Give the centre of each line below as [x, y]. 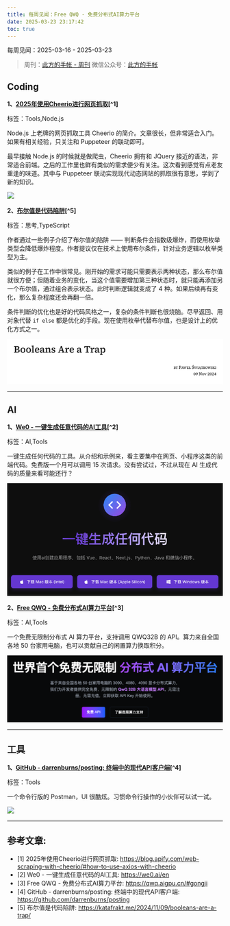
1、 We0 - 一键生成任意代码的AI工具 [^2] [63, 427]
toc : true [21, 29]
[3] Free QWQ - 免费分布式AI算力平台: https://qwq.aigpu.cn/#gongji [112, 883]
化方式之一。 [25, 329]
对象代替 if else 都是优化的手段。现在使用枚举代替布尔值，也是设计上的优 [112, 320]
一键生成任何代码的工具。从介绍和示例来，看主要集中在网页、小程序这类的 [112, 456]
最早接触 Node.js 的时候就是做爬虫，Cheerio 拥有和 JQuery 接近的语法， [110, 156]
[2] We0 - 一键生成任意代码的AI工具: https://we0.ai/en [93, 875]
